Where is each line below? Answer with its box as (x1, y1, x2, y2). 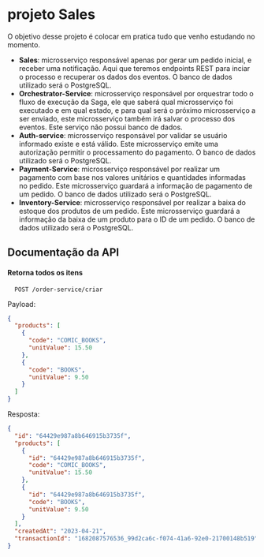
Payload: (7, 299, 36, 308)
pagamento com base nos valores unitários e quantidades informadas (18, 172, 246, 182)
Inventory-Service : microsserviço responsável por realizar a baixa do (18, 197, 246, 207)
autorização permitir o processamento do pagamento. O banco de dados (18, 148, 256, 157)
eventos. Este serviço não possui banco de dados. (18, 122, 183, 132)
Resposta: (7, 409, 40, 419)
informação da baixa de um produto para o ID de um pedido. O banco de (18, 215, 255, 224)
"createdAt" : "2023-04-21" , (14, 527, 107, 536)
